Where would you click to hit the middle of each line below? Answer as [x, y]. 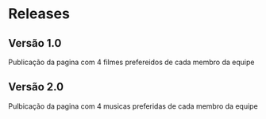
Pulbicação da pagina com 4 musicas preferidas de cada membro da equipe [133, 106]
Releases [39, 14]
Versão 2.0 [36, 87]
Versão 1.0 [35, 43]
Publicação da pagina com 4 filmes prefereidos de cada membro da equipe [131, 62]
